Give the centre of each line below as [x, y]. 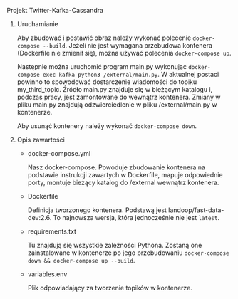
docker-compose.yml [59, 153]
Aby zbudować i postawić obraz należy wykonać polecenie [104, 38]
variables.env [47, 274]
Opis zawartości [41, 140]
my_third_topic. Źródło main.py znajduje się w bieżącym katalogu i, [115, 89]
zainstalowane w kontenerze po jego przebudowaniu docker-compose [128, 253]
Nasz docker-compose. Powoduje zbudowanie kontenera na [117, 167]
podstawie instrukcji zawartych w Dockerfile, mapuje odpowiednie [125, 175]
